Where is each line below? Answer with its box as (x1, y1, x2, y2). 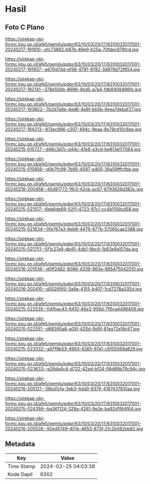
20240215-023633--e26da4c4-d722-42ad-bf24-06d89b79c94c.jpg (5, 366, 146, 371)
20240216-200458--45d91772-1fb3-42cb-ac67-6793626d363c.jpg (5, 186, 143, 192)
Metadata (5, 440, 35, 448)
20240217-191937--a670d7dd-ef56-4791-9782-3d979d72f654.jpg (5, 66, 140, 72)
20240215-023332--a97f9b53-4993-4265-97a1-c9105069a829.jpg (5, 346, 143, 352)
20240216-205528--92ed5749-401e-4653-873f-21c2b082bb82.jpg (5, 426, 143, 431)
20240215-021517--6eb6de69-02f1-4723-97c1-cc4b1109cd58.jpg (5, 206, 139, 212)
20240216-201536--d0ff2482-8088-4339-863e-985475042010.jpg (5, 266, 144, 272)
